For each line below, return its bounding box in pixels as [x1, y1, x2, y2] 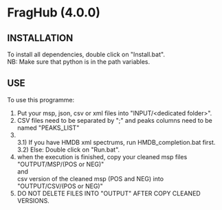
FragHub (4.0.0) [7, 5, 101, 21]
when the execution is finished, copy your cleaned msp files [16, 152, 188, 161]
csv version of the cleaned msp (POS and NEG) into [16, 174, 164, 183]
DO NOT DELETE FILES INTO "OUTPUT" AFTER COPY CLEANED [16, 189, 201, 197]
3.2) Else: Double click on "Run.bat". [16, 145, 120, 154]
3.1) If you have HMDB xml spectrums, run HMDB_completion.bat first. [16, 138, 216, 146]
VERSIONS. [16, 196, 49, 205]
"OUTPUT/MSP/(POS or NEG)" [16, 160, 104, 168]
